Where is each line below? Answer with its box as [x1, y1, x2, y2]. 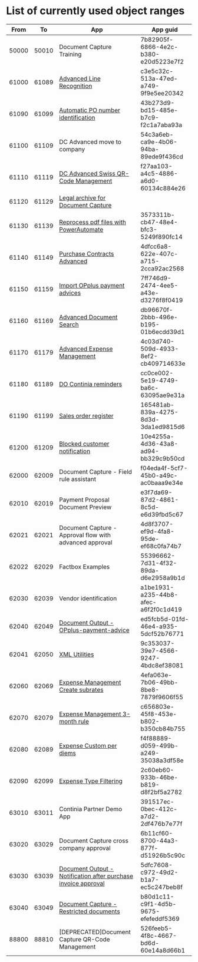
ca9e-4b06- [140, 137, 178, 146]
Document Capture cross [58, 837, 128, 845]
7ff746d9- [140, 274, 171, 282]
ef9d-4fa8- [140, 527, 175, 535]
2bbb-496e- [140, 313, 178, 321]
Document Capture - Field [58, 467, 133, 475]
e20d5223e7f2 [140, 57, 184, 65]
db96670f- [140, 305, 173, 313]
